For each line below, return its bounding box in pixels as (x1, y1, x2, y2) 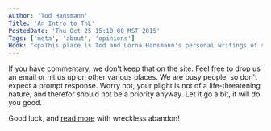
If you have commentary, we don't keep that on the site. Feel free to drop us (8, 63, 261, 73)
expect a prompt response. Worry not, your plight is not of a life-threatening (8, 81, 261, 91)
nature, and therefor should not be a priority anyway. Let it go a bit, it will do (8, 89, 261, 99)
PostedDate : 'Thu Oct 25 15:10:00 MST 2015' (8, 27, 161, 35)
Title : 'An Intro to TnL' (8, 19, 95, 27)
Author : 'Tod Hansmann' (8, 11, 89, 20)
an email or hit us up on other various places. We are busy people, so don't (8, 72, 258, 82)
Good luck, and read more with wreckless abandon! (8, 113, 180, 123)
